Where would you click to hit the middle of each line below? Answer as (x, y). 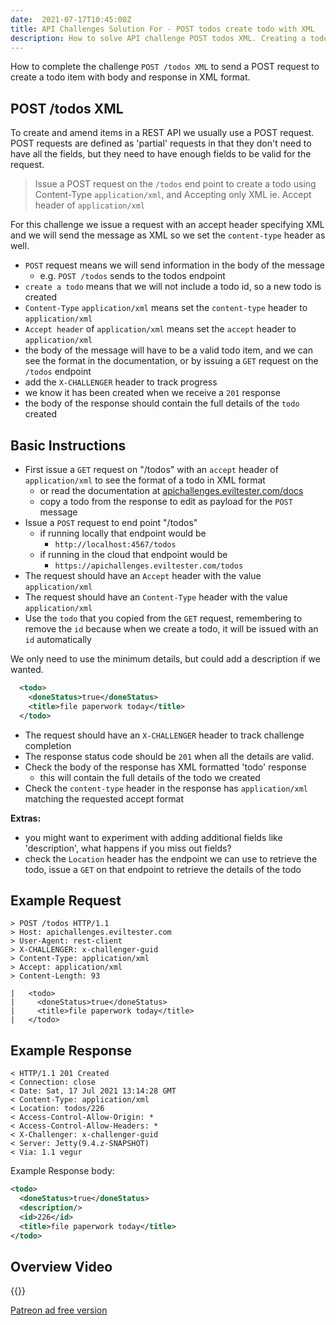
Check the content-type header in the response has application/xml (166, 788)
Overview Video (61, 1266)
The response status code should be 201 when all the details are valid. (169, 756)
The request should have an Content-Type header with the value (156, 597)
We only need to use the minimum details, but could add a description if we (165, 659)
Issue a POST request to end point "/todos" (111, 522)
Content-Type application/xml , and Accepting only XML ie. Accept (173, 195)
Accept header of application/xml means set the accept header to (160, 329)
